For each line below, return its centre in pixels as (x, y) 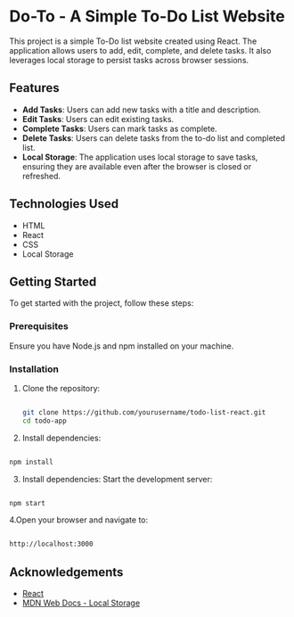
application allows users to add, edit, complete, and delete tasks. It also (140, 50)
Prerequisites (39, 326)
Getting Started (53, 281)
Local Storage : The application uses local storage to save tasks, (140, 157)
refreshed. (41, 176)
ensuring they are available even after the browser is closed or (137, 166)
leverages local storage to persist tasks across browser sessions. (129, 60)
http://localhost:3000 (51, 544)
